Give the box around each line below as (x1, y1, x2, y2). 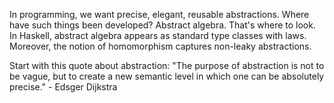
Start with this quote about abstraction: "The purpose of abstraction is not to (9, 60, 325, 71)
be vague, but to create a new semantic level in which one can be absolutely (9, 70, 325, 82)
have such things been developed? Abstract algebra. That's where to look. (9, 19, 316, 31)
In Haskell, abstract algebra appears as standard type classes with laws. (9, 30, 307, 41)
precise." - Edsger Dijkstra (9, 81, 118, 93)
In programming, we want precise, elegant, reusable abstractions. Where (9, 9, 310, 20)
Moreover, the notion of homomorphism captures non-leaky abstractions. (9, 40, 312, 52)
